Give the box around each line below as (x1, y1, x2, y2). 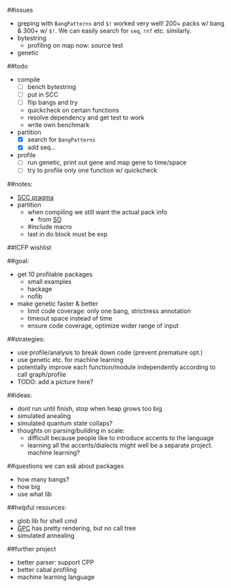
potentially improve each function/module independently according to (17, 363, 216, 372)
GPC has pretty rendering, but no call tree (17, 524, 137, 533)
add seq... (27, 143, 57, 151)
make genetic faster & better (17, 300, 99, 308)
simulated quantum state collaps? (17, 419, 113, 428)
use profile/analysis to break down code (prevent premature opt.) (17, 348, 203, 357)
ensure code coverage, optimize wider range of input (27, 321, 179, 330)
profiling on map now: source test (27, 41, 123, 49)
